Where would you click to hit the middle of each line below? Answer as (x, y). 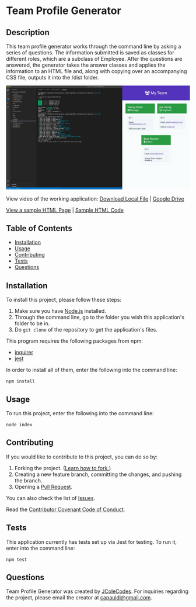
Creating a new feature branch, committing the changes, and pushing (98, 474)
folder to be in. (32, 323)
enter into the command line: (41, 548)
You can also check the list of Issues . (50, 498)
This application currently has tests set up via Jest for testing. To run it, (91, 542)
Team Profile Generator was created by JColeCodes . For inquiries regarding (97, 591)
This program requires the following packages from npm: (74, 341)
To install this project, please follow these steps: (64, 300)
